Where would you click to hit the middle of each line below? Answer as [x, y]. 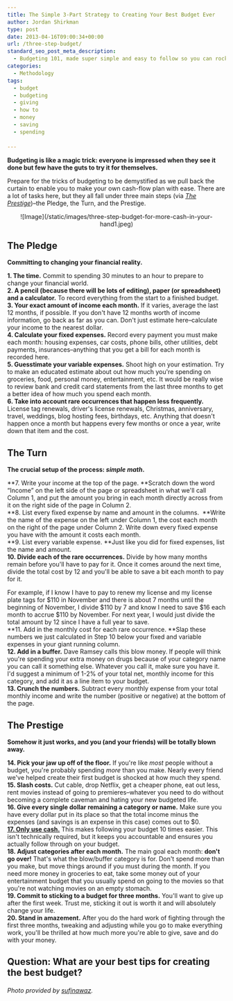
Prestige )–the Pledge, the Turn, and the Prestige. [77, 203]
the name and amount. [39, 550]
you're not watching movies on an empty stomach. [80, 888]
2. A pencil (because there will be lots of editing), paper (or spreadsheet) [114, 291]
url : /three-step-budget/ [44, 44]
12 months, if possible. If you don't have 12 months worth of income [104, 313]
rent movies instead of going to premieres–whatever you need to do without [115, 792]
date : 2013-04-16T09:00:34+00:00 [55, 37]
